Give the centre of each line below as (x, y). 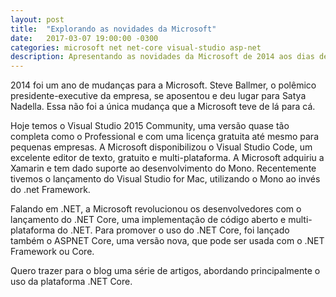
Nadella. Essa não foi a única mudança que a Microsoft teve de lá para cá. (163, 107)
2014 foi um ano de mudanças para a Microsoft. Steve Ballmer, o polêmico (163, 85)
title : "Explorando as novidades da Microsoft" (113, 29)
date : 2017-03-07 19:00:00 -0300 (84, 38)
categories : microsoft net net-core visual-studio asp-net (136, 47)
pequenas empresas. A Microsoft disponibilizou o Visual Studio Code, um (161, 147)
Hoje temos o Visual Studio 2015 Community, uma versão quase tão (150, 126)
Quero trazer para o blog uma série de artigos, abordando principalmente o (165, 271)
